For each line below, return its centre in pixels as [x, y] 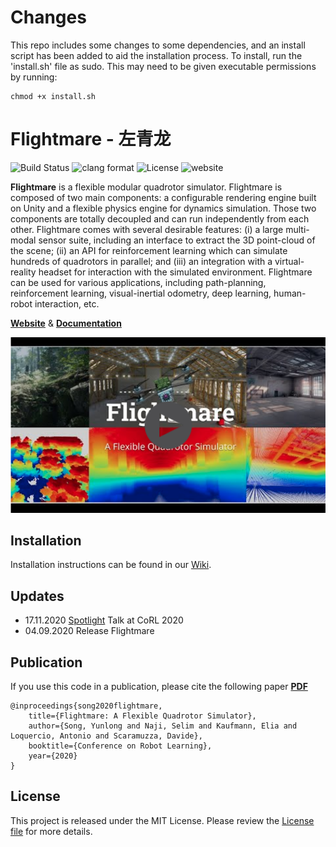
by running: [34, 77]
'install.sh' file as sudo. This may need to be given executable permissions [163, 66]
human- [290, 293]
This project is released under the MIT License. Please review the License [162, 820]
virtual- [289, 261]
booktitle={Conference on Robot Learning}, [120, 746]
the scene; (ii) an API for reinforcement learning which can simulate [149, 250]
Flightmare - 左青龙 [91, 139]
